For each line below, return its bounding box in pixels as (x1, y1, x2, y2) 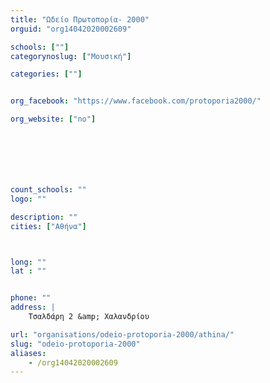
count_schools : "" (10, 185, 87, 195)
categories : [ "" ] (10, 69, 83, 80)
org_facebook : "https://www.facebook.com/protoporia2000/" (10, 96, 262, 106)
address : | (10, 302, 56, 313)
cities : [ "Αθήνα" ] (10, 221, 87, 231)
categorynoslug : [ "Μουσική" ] (10, 51, 132, 61)
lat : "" (10, 266, 47, 276)
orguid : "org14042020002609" (10, 24, 132, 34)
